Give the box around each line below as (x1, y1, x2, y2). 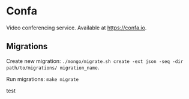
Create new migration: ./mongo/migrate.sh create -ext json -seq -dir (6, 57, 184, 64)
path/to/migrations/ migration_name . (6, 64, 100, 71)
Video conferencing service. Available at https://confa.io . (6, 24, 147, 31)
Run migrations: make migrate (6, 75, 79, 82)
